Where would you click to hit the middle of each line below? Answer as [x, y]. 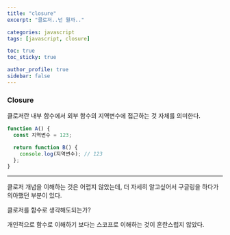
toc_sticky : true [32, 58]
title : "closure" [32, 13]
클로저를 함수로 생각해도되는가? [49, 210]
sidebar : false [29, 76]
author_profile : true [38, 70]
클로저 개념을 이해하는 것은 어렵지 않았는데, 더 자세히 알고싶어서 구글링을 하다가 [113, 187]
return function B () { [46, 147]
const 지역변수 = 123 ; [43, 135]
